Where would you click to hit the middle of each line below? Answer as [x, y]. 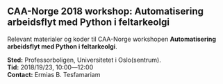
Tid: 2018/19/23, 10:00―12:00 [50, 67]
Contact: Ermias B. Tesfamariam [54, 74]
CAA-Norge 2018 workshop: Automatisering [105, 11]
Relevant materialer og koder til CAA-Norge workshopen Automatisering [112, 39]
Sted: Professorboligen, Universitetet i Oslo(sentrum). [84, 60]
